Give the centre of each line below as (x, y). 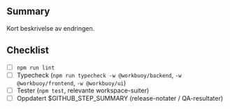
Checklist (28, 51)
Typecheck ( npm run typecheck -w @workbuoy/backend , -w (99, 75)
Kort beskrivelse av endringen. (51, 28)
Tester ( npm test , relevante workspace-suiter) (83, 90)
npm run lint (36, 68)
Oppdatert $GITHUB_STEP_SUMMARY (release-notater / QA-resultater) (120, 98)
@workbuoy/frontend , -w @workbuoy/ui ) (71, 82)
